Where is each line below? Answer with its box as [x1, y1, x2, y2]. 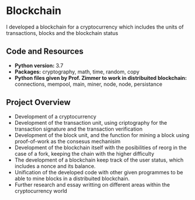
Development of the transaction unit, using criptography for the [14, 119, 167, 126]
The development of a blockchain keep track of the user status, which [14, 156, 184, 163]
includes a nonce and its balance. [14, 162, 96, 170]
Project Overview [6, 97, 71, 107]
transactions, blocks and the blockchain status [6, 29, 118, 36]
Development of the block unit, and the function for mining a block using [14, 131, 190, 138]
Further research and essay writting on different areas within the [14, 181, 170, 188]
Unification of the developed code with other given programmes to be [14, 169, 183, 176]
